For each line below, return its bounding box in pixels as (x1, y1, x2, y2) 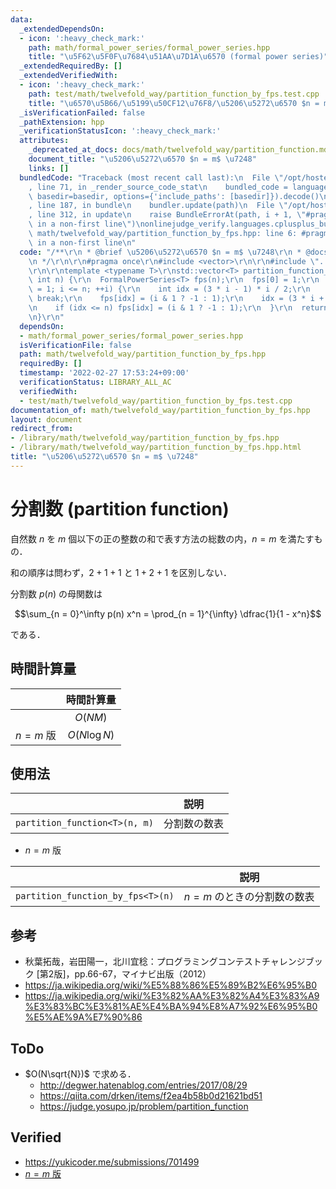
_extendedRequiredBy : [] (19, 61, 123, 71)
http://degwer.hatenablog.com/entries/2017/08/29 (39, 1079, 248, 1091)
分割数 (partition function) (10, 497, 230, 520)
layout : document (10, 414, 83, 425)
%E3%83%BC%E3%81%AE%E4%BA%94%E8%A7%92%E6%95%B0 (24, 1001, 318, 1013)
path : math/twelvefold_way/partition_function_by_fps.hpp (19, 349, 267, 360)
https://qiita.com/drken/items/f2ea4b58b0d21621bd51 (39, 1089, 263, 1101)
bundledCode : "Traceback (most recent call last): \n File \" (19, 172, 284, 183)
